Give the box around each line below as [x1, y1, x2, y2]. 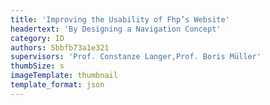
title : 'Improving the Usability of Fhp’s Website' [10, 14, 230, 25]
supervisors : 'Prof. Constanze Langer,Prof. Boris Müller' [10, 52, 262, 62]
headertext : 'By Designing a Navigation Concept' [10, 24, 222, 34]
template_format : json [10, 80, 105, 90]
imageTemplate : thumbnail [10, 71, 118, 81]
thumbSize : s [10, 61, 65, 71]
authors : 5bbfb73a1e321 [10, 42, 110, 53]
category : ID [10, 33, 65, 43]
